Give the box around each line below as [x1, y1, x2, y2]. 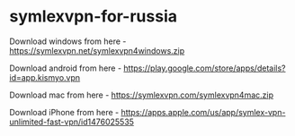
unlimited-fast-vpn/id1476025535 [9, 116, 135, 127]
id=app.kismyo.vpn [9, 72, 81, 82]
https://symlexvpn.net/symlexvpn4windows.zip [9, 45, 185, 55]
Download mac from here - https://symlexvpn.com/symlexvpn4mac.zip [9, 89, 274, 100]
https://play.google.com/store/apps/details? [123, 63, 286, 73]
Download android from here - [9, 63, 122, 73]
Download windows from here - [9, 36, 127, 47]
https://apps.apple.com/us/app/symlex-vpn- [121, 106, 286, 117]
